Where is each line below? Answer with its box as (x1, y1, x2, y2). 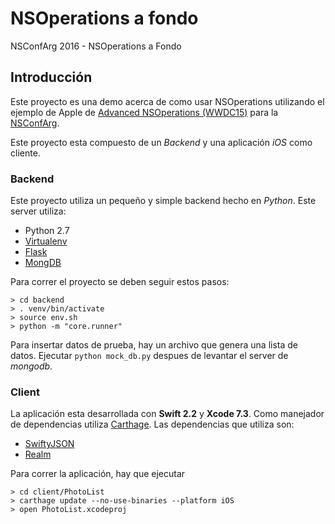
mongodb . (10, 360, 53, 372)
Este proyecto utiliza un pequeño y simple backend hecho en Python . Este (10, 195, 317, 207)
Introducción (10, 69, 93, 86)
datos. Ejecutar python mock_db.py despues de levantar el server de (10, 350, 289, 362)
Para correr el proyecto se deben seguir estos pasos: (10, 276, 230, 288)
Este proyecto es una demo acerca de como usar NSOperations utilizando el (10, 95, 325, 107)
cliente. (10, 147, 41, 159)
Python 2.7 (24, 225, 70, 237)
